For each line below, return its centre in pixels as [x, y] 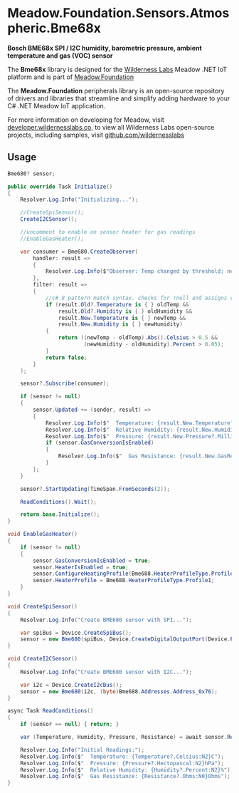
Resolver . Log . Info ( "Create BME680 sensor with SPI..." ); [106, 620]
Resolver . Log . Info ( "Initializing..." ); [79, 200]
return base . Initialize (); [60, 514]
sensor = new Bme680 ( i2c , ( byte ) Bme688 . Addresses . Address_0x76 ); [119, 691]
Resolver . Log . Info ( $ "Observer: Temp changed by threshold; [134, 271]
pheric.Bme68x [54, 28]
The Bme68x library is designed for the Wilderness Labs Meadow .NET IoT [117, 69]
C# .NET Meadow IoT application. [57, 105]
